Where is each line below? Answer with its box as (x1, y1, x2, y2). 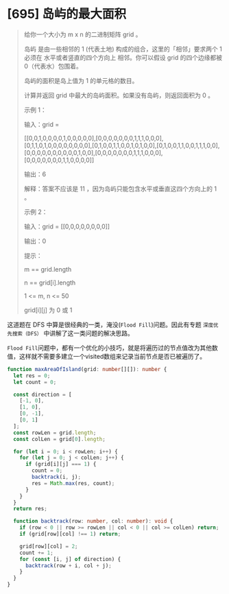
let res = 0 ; (13, 372, 51, 379)
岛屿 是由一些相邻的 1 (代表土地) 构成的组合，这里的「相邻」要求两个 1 (23, 45, 223, 53)
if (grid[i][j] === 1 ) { (25, 461, 97, 468)
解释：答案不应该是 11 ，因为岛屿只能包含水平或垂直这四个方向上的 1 (23, 185, 217, 193)
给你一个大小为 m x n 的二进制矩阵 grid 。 (23, 30, 142, 38)
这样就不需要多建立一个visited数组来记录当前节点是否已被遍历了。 (19, 352, 206, 360)
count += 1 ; (19, 549, 53, 556)
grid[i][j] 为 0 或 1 (23, 306, 73, 314)
